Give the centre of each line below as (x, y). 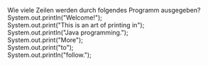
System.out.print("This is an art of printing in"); (76, 25)
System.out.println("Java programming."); (68, 32)
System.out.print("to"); (40, 47)
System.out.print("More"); (45, 40)
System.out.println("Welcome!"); (55, 18)
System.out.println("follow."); (50, 55)
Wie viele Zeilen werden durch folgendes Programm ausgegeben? (104, 10)
